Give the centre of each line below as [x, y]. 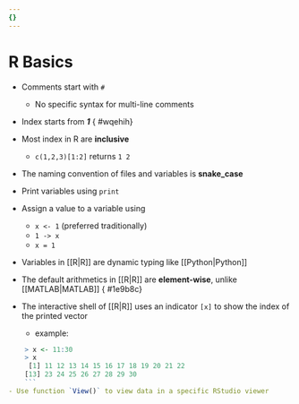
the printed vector [55, 315]
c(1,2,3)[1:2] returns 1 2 [82, 156]
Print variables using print [70, 191]
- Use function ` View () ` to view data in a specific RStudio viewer [139, 391]
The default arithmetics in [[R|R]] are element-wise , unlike [129, 279]
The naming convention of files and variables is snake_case [132, 173]
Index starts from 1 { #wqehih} [77, 121]
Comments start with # [63, 87]
